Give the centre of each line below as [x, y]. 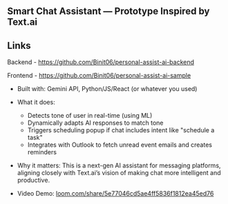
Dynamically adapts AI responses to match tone [95, 123]
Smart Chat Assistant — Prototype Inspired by [108, 11]
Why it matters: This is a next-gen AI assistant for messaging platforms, [119, 165]
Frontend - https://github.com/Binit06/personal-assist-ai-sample [99, 76]
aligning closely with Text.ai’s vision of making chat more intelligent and [119, 173]
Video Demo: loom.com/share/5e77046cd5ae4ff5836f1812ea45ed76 [115, 194]
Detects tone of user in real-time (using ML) [90, 116]
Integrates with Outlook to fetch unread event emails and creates [120, 145]
